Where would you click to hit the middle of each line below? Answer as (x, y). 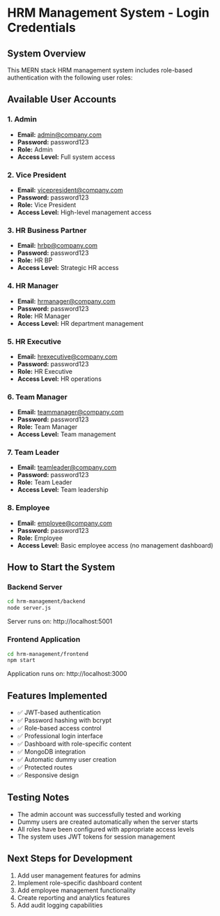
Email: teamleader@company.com (67, 467)
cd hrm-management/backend (46, 601)
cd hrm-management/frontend (48, 654)
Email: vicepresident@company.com (70, 190)
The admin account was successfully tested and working (99, 814)
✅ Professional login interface (60, 736)
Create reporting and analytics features (74, 897)
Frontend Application (44, 640)
